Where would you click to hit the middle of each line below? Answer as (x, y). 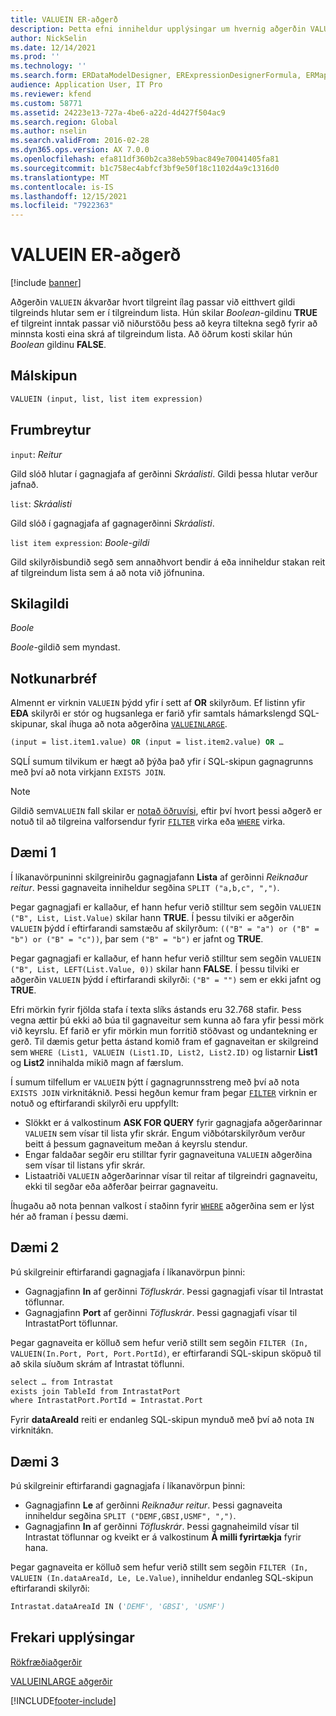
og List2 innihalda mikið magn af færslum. (97, 1062)
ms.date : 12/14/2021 (53, 47)
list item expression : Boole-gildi (80, 542)
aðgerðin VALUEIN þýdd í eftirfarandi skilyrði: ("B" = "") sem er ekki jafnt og (166, 979)
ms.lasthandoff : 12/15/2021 (69, 196)
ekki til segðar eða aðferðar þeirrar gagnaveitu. (121, 1186)
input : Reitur (36, 454)
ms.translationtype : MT (60, 177)
